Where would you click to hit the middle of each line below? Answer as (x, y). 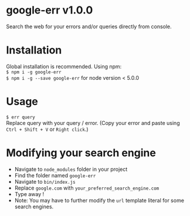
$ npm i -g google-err (34, 72)
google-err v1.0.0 (50, 10)
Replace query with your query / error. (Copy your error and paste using (93, 123)
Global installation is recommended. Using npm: (64, 66)
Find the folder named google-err (55, 175)
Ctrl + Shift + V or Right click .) (47, 129)
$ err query (21, 117)
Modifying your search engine (81, 153)
